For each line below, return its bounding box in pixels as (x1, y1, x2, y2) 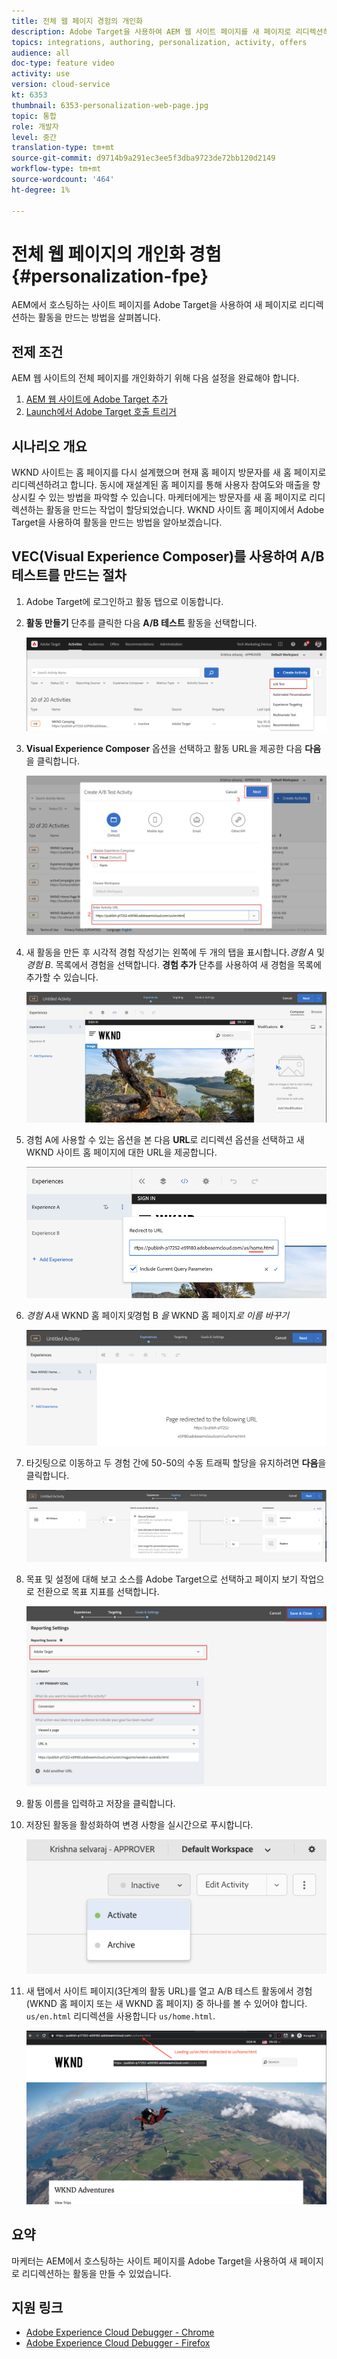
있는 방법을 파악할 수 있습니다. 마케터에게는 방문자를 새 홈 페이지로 (48, 491, 308, 504)
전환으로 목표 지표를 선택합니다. (36, 1586, 160, 1598)
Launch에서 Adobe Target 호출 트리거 (25, 406, 177, 418)
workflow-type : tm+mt (11, 164, 102, 174)
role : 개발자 (11, 121, 59, 132)
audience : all (11, 48, 71, 58)
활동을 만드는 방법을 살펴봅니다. (37, 311, 161, 324)
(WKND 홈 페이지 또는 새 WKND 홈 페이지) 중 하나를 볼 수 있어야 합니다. (25, 1998, 308, 2010)
